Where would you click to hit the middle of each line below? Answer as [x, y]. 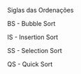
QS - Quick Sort [30, 64]
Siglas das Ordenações [40, 10]
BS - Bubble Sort [31, 23]
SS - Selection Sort [35, 51]
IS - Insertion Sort [33, 37]
